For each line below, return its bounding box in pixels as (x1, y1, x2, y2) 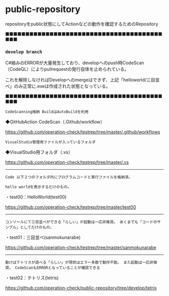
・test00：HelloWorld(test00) (5, 194, 67, 200)
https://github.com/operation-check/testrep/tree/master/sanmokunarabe (5, 244, 156, 251)
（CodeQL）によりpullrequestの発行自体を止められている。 (5, 66, 129, 72)
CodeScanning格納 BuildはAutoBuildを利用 (5, 110, 89, 115)
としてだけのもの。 (20, 225, 54, 230)
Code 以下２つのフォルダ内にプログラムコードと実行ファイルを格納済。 (5, 175, 133, 180)
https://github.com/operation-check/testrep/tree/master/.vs (5, 159, 129, 165)
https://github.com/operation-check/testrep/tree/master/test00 (5, 204, 137, 210)
